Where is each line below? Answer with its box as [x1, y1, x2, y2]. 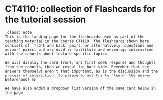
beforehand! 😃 [5, 77, 36, 82]
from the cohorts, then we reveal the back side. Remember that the [5, 64, 149, 69]
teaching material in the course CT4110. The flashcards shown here [5, 38, 149, 44]
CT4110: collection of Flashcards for [5, 3, 156, 15]
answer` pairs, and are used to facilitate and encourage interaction [5, 47, 154, 52]
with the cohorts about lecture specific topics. [5, 51, 110, 56]
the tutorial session [5, 14, 86, 25]
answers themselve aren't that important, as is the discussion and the [5, 69, 158, 74]
